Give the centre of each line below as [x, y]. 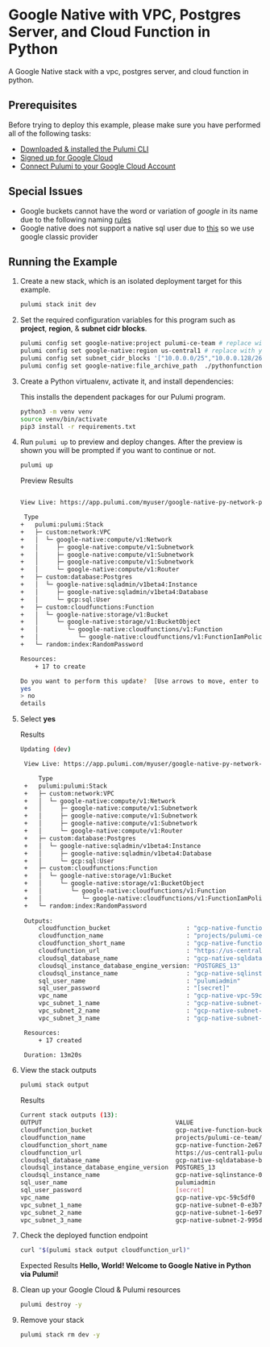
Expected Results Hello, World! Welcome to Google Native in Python [135, 1266]
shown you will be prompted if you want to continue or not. [118, 451]
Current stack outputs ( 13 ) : [69, 1115]
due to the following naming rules [75, 219]
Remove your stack [52, 1320]
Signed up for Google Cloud [66, 157]
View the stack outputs [58, 1071]
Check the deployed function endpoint [84, 1236]
